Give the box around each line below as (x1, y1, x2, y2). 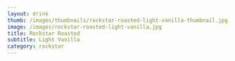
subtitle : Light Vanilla (7, 36, 80, 43)
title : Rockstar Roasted (7, 29, 80, 37)
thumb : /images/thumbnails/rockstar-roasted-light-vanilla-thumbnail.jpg (7, 17, 229, 24)
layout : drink (7, 10, 49, 18)
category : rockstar (7, 43, 65, 50)
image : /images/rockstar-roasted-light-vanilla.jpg (7, 23, 162, 30)
